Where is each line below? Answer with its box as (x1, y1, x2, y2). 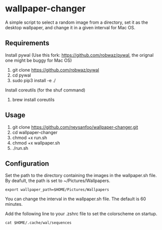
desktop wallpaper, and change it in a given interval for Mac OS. (5, 24, 136, 30)
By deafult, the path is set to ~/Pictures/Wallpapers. (5, 178, 111, 184)
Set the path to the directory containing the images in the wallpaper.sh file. (5, 173, 157, 179)
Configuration (5, 159, 49, 168)
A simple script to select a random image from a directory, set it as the (5, 19, 148, 25)
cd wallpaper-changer (12, 129, 58, 135)
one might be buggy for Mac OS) (5, 57, 72, 63)
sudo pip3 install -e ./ (12, 77, 56, 83)
